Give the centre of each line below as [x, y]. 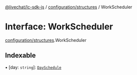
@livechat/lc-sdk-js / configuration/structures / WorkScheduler [69, 7]
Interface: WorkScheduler [59, 27]
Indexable [21, 56]
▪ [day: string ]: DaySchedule [33, 67]
